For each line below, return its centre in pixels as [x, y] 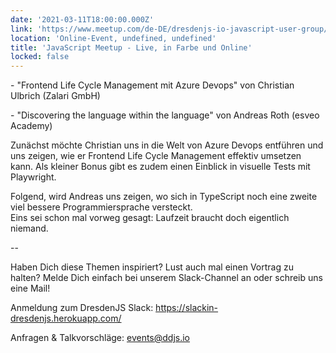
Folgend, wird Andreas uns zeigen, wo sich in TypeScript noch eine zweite [164, 197]
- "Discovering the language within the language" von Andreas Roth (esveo [165, 115]
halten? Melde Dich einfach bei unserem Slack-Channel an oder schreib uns [166, 278]
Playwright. [33, 177]
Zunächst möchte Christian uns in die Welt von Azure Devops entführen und [167, 145]
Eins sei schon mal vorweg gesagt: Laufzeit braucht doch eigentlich [150, 218]
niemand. [29, 228]
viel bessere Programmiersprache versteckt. [101, 207]
